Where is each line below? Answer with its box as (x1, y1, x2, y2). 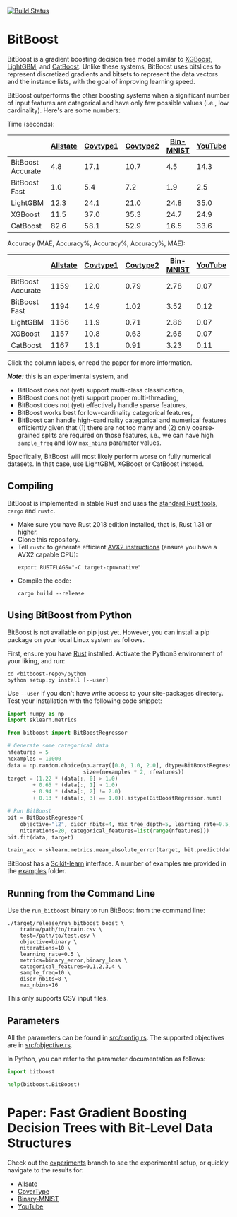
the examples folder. (7, 867, 67, 875)
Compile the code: (17, 576, 72, 585)
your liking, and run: (7, 656, 66, 665)
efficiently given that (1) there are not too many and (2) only (17, 423, 190, 431)
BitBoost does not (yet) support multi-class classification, (17, 385, 185, 394)
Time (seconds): (7, 120, 55, 128)
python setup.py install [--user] (7, 676, 109, 684)
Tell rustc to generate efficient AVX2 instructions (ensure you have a (17, 542, 217, 551)
